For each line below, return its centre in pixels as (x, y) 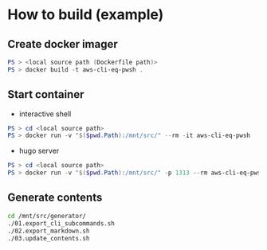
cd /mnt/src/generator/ (47, 216)
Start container (46, 94)
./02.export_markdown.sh (49, 231)
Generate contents (55, 198)
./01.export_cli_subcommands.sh (61, 223)
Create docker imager (63, 44)
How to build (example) (86, 15)
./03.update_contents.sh (49, 238)
